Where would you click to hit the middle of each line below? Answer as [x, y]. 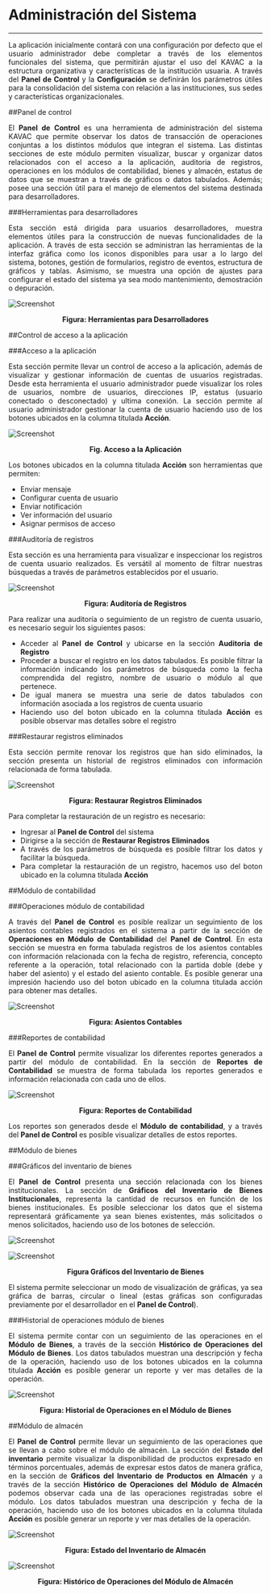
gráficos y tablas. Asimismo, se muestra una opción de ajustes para [135, 271]
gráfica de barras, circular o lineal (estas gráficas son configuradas [135, 1296]
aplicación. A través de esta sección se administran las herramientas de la [135, 245]
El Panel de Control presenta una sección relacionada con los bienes [135, 1182]
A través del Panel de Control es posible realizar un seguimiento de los [135, 922]
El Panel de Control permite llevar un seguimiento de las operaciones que [135, 1441]
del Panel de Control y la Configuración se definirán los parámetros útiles [135, 79]
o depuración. [31, 288]
